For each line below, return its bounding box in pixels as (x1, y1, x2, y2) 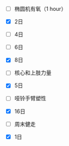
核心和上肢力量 (14, 69, 52, 76)
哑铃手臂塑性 (14, 95, 46, 102)
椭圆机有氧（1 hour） (14, 5, 67, 12)
